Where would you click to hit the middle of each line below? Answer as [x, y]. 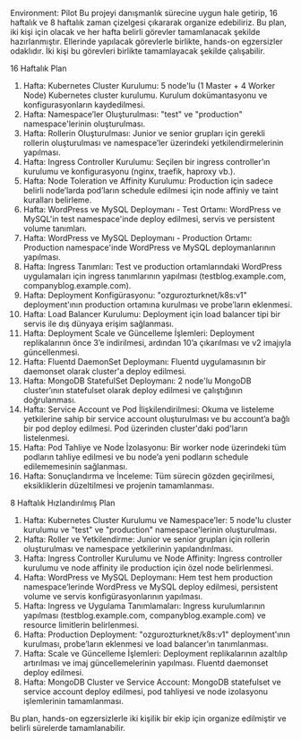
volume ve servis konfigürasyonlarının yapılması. [113, 596]
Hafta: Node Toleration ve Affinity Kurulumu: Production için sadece [148, 181]
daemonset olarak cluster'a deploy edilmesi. [105, 371]
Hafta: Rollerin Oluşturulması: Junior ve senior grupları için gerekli [144, 133]
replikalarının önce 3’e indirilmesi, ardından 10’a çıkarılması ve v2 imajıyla [157, 343]
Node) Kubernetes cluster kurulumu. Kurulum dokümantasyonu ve [145, 95]
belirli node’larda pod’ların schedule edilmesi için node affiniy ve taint [150, 190]
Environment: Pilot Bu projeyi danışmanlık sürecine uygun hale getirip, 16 [144, 13]
